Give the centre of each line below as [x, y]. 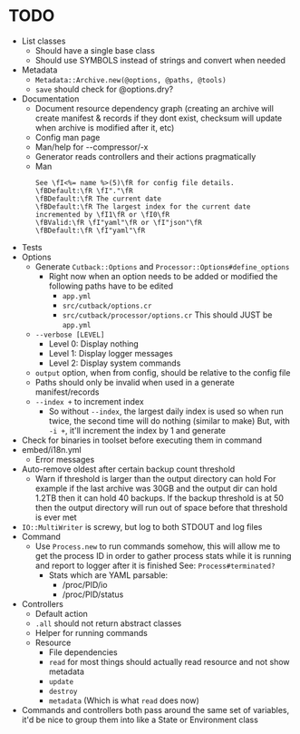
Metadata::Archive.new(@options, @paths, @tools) [131, 80]
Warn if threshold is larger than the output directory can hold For [155, 478]
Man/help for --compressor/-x [92, 147]
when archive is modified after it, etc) [105, 127]
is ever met [56, 517]
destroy [63, 691]
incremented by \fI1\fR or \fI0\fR [102, 214]
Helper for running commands [92, 632]
